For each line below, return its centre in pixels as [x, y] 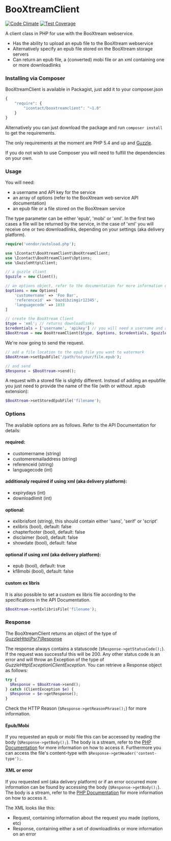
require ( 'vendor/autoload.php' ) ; [41, 244]
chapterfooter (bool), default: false [49, 532]
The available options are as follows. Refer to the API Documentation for [81, 425]
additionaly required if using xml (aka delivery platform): [66, 481]
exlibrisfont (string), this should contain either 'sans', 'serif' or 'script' [85, 521]
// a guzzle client [26, 272]
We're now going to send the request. [45, 342]
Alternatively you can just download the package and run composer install [84, 127]
